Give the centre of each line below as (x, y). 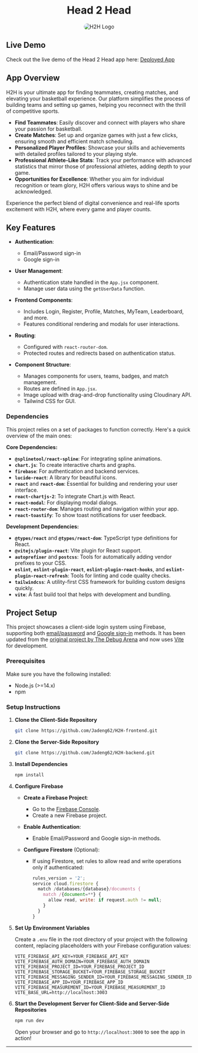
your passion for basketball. (48, 129)
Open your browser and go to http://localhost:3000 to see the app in (100, 1032)
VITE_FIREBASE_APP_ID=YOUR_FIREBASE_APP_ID (69, 982)
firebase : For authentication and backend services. (77, 471)
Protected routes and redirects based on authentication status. (99, 353)
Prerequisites (26, 661)
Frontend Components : (44, 300)
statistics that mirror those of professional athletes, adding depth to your (103, 166)
